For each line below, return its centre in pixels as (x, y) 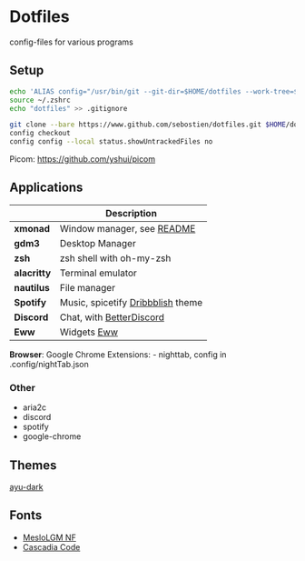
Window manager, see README (128, 228)
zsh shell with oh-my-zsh (115, 258)
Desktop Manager (98, 243)
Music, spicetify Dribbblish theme (131, 302)
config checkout (40, 134)
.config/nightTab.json (49, 364)
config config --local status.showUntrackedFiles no (111, 142)
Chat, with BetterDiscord (112, 317)
